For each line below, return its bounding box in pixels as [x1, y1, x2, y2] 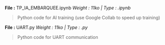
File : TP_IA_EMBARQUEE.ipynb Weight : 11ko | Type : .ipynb [5, 5, 131, 11]
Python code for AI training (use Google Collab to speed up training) [17, 15, 160, 20]
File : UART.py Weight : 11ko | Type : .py [5, 24, 88, 30]
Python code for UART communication [17, 34, 98, 40]
